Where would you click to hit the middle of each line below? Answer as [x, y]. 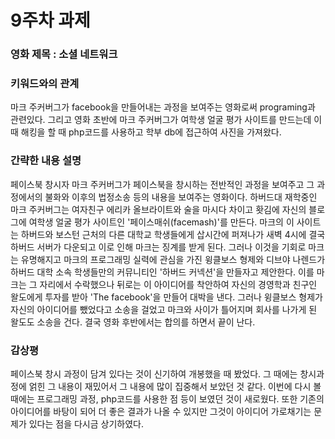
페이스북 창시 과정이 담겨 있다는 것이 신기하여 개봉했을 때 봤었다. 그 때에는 [154, 374]
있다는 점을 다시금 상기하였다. [86, 424]
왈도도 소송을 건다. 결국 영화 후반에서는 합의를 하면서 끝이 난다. [133, 322]
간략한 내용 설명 [46, 161]
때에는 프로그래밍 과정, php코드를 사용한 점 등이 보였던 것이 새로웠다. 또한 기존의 [167, 399]
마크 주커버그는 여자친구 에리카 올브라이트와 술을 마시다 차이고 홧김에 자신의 [158, 209]
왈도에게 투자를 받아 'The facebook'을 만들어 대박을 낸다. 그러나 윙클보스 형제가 [166, 297]
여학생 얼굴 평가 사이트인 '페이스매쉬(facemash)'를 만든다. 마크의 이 [161, 222]
